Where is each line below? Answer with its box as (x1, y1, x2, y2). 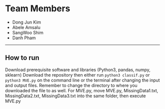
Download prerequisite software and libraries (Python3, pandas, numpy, (5, 67, 151, 73)
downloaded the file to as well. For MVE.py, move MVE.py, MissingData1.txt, (5, 87, 159, 93)
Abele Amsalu (12, 24, 41, 30)
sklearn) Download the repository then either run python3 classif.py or (5, 72, 150, 78)
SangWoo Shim (12, 29, 44, 35)
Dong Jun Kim (12, 19, 41, 25)
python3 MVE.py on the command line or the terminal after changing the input (5, 77, 160, 83)
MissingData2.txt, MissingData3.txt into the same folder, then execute (5, 93, 146, 99)
